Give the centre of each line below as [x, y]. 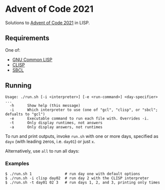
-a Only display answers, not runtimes [56, 127]
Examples [17, 163]
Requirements [27, 38]
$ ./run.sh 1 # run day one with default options [73, 174]
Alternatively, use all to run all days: [42, 151]
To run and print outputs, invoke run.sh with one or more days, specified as [82, 136]
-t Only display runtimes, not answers [56, 123]
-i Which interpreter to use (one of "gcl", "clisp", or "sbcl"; [84, 110]
